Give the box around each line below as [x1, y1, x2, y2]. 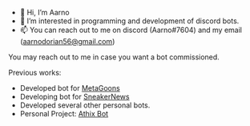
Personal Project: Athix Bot [19, 109, 109, 118]
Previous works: [8, 68, 62, 77]
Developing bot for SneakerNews [19, 92, 130, 101]
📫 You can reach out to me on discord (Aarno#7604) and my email [19, 25, 243, 35]
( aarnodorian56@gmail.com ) [19, 37, 115, 46]
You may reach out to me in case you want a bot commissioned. [8, 52, 220, 62]
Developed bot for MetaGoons [19, 83, 120, 92]
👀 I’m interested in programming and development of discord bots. [19, 16, 240, 26]
